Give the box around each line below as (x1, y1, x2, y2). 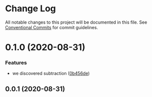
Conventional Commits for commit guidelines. (5, 24, 98, 30)
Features (5, 60, 27, 66)
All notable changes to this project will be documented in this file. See (5, 19, 148, 25)
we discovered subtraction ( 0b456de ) (12, 70, 90, 76)
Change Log (5, 3, 56, 14)
